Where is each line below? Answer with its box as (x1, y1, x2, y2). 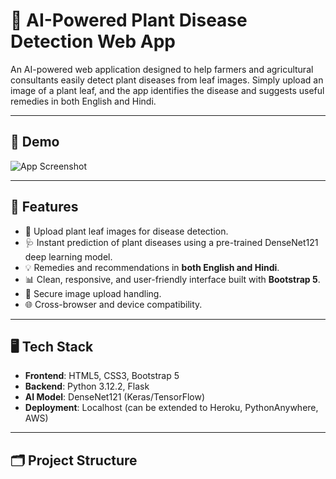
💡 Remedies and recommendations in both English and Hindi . (24, 261, 280, 273)
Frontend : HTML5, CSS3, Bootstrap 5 (24, 370, 180, 382)
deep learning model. (24, 250, 113, 263)
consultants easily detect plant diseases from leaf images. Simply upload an (10, 74, 324, 86)
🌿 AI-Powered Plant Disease (10, 9, 248, 32)
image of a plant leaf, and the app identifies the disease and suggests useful (10, 84, 325, 96)
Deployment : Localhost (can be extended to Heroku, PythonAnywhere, (24, 402, 319, 414)
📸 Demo (10, 134, 60, 151)
